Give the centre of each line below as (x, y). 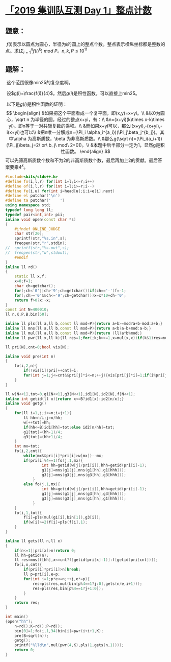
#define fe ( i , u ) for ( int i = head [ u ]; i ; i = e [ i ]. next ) (60, 191)
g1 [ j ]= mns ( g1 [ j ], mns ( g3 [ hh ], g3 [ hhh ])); (84, 494)
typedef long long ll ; (29, 210)
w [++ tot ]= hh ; (37, 422)
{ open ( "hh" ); (19, 621)
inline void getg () (26, 404)
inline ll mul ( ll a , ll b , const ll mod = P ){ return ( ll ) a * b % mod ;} (74, 333)
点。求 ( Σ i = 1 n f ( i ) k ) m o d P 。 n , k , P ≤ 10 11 (46, 51)
